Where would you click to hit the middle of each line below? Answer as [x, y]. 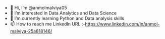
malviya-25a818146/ [31, 31]
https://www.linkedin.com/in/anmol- [122, 24]
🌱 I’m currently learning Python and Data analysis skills [67, 18]
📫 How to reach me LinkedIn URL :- [47, 24]
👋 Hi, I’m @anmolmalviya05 [38, 8]
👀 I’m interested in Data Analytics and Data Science [63, 13]
